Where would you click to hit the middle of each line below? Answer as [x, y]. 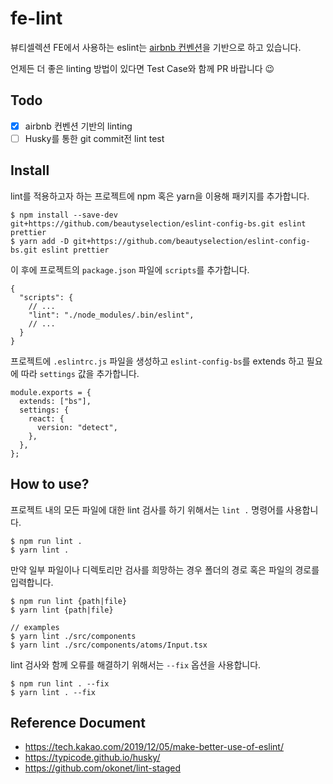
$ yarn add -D [40, 241]
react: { [46, 418]
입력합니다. [32, 582]
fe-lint [36, 18]
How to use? [50, 484]
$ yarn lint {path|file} [62, 610]
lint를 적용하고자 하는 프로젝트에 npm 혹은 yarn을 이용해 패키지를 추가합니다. [160, 196]
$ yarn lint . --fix [53, 692]
